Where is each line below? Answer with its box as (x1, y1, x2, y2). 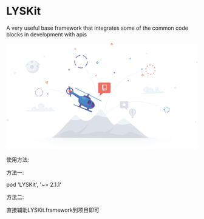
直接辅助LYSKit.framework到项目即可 (6, 206, 100, 214)
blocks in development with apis (6, 30, 87, 38)
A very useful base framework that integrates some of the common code (6, 24, 188, 32)
